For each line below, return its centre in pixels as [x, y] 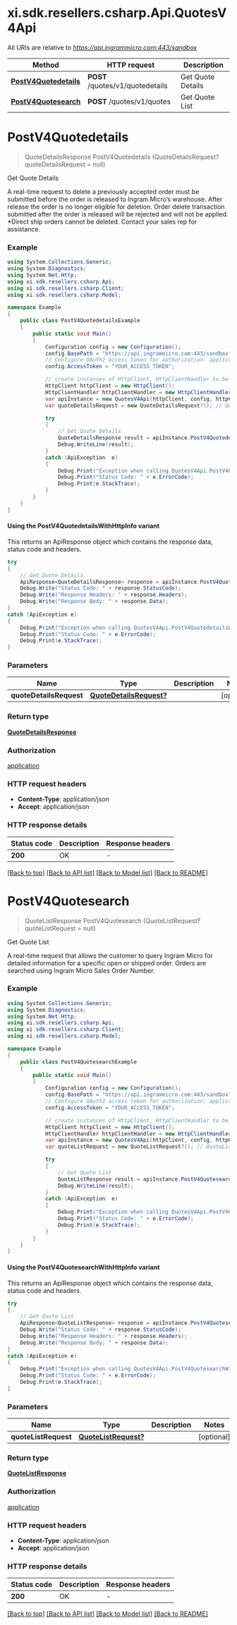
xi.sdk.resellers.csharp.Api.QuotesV [117, 13]
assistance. [24, 229]
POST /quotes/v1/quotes [129, 102]
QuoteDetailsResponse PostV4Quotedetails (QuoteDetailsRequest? [122, 157]
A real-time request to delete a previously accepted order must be [103, 191]
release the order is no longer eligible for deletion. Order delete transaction [116, 207]
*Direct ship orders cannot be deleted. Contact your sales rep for [102, 221]
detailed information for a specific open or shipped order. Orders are [107, 963]
